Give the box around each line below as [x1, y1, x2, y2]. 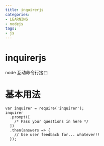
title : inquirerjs [5, 7, 44, 13]
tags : [5, 26, 17, 31]
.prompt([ [10, 114, 30, 119]
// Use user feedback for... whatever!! [14, 132, 100, 137]
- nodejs [5, 21, 24, 27]
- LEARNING [5, 17, 28, 22]
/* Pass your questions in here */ [14, 119, 89, 124]
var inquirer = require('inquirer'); [5, 106, 84, 111]
